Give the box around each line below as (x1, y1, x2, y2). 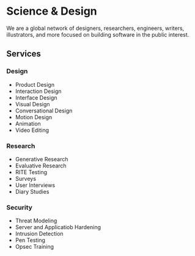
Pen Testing (15, 236, 46, 244)
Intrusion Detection (15, 230, 64, 238)
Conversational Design (15, 107, 73, 114)
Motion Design (15, 113, 53, 120)
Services (6, 49, 42, 59)
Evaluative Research (15, 162, 67, 169)
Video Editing (15, 126, 50, 134)
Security (6, 203, 32, 211)
